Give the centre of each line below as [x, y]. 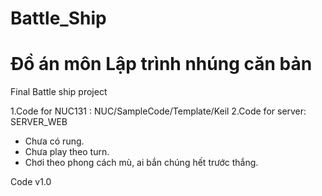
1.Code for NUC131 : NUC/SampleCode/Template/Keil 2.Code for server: [158, 111]
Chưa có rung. [54, 141]
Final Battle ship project [59, 92]
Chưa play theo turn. [67, 152]
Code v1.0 [31, 182]
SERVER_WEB [39, 122]
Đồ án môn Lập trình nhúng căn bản [161, 64]
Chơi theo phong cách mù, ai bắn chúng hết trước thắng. [141, 163]
